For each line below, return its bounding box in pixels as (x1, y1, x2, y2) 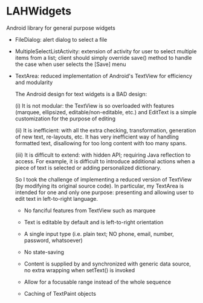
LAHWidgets (6, 4, 72, 18)
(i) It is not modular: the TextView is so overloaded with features (14, 102, 175, 109)
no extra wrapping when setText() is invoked (24, 266, 135, 273)
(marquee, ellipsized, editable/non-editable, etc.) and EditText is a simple (14, 108, 197, 116)
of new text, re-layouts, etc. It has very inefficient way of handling (14, 133, 179, 140)
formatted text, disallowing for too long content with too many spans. (14, 139, 187, 146)
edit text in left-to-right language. (14, 195, 98, 202)
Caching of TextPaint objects (24, 290, 97, 297)
